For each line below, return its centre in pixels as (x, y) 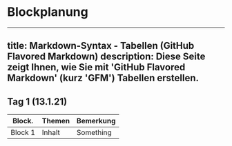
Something (94, 133)
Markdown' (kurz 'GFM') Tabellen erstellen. (103, 78)
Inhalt (51, 133)
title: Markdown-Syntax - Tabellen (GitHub (101, 46)
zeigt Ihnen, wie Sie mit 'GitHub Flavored (96, 67)
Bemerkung (96, 121)
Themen (56, 121)
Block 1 (23, 133)
